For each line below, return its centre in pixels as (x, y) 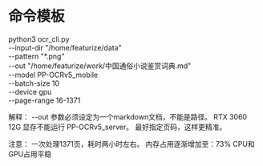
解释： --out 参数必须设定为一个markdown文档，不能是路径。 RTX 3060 (127, 116)
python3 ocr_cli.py (39, 39)
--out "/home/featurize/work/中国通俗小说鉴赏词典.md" (100, 66)
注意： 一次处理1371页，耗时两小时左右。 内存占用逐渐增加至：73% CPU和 (131, 144)
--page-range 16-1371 (45, 100)
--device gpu (30, 91)
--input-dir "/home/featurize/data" (65, 47)
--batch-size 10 (34, 83)
